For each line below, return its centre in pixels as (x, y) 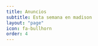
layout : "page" (25, 23)
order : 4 (17, 34)
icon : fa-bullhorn (29, 28)
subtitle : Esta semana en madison (49, 17)
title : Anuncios (26, 12)
